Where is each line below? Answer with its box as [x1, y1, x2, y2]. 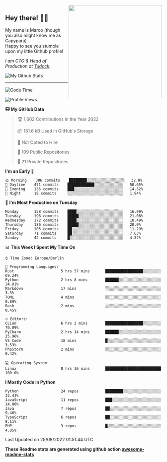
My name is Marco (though [5, 27, 61, 33]
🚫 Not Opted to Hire [17, 139, 58, 145]
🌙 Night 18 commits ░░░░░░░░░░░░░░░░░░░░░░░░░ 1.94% [5, 191, 141, 196]
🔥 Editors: [5, 316, 28, 322]
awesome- [121, 446, 145, 452]
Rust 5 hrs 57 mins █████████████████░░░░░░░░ [5, 268, 162, 273]
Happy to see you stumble [5, 43, 59, 49]
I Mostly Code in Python [5, 379, 56, 385]
